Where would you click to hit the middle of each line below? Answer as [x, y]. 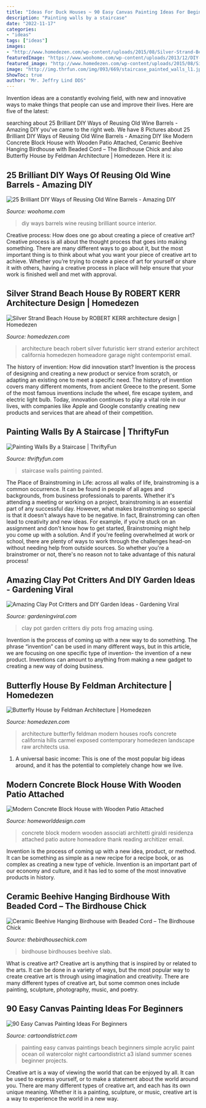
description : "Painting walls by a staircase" [67, 18]
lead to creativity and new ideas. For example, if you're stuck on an [91, 521]
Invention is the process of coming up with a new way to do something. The [102, 640]
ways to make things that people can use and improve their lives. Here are [100, 104]
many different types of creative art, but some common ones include [93, 983]
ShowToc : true [25, 75]
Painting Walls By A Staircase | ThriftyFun [88, 432]
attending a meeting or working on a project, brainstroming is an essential [99, 502]
